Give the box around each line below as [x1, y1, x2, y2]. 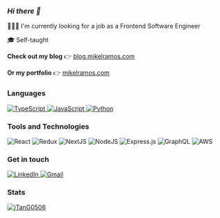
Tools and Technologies [7, 121, 90, 131]
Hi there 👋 [7, 6, 41, 16]
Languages [7, 89, 46, 98]
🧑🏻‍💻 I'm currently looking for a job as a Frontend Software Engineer [7, 22, 201, 30]
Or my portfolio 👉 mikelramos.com [7, 69, 110, 77]
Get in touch [7, 154, 50, 164]
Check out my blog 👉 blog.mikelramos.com [7, 52, 135, 61]
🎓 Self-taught [7, 36, 49, 44]
